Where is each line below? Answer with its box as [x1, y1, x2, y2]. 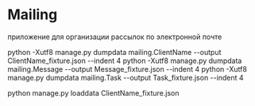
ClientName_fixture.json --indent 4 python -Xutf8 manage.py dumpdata [7, 56, 242, 65]
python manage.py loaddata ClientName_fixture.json [7, 88, 180, 97]
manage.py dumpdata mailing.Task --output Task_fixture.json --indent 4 [7, 73, 244, 82]
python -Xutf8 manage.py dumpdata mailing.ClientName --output [7, 47, 222, 57]
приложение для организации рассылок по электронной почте [7, 32, 222, 41]
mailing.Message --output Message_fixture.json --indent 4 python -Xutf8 [7, 64, 248, 73]
